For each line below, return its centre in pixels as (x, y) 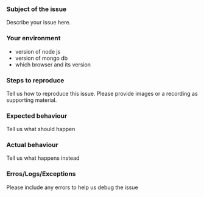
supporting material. (32, 100)
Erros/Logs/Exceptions (41, 174)
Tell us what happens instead (43, 158)
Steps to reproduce (35, 80)
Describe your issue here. (39, 23)
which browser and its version (53, 64)
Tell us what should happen (41, 129)
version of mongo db (41, 58)
